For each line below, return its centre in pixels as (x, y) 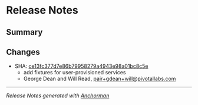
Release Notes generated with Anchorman (58, 96)
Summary (24, 32)
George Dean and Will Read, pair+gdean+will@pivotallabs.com (100, 79)
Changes (23, 52)
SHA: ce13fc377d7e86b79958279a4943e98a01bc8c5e (81, 66)
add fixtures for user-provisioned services (75, 73)
